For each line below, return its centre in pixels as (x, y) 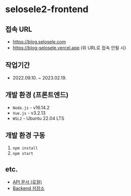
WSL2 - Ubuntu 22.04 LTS (38, 118)
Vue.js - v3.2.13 (29, 113)
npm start (23, 154)
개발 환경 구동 (25, 135)
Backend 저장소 (28, 188)
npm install (25, 148)
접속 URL (19, 29)
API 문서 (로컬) (27, 182)
